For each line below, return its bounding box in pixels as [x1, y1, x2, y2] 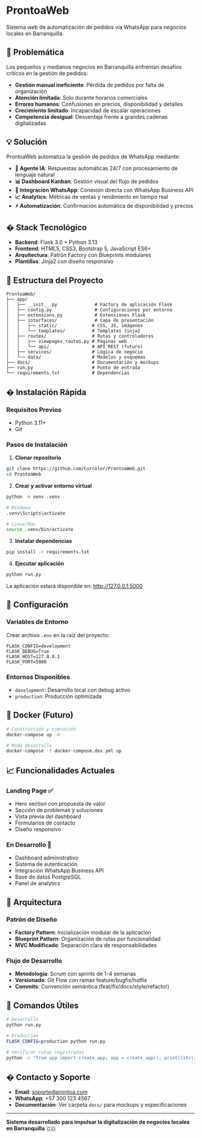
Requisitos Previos [6, 405, 62, 414]
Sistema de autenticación [14, 861, 78, 868]
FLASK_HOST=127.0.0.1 [6, 653, 60, 659]
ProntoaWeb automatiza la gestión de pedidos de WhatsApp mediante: [6, 153, 181, 160]
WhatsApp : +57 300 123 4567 [14, 1095, 91, 1102]
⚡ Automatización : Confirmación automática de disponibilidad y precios [14, 202, 193, 209]
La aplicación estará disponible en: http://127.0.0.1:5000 [6, 583, 143, 590]
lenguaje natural [14, 171, 55, 178]
